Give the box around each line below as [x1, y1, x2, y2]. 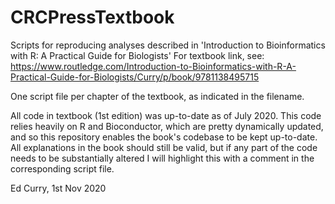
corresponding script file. [10, 162, 115, 175]
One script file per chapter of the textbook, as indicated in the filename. [10, 90, 305, 102]
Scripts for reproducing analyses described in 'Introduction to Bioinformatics [10, 39, 326, 51]
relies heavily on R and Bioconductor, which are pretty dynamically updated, [10, 120, 324, 132]
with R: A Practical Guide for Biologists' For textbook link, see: [10, 49, 265, 61]
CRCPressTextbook [10, 6, 175, 29]
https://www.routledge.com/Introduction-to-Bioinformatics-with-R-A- [10, 60, 297, 72]
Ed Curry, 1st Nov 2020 [10, 182, 107, 194]
